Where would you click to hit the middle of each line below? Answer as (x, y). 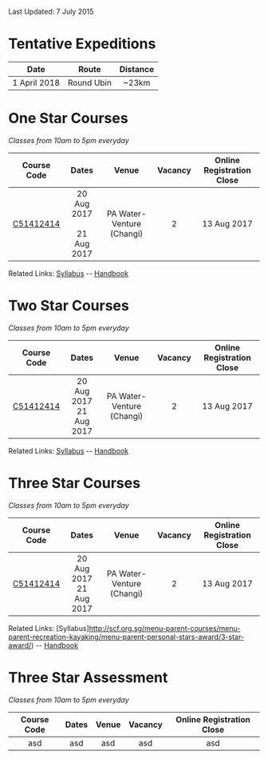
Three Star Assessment (88, 677)
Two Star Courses (69, 306)
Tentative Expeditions (82, 44)
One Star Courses (69, 118)
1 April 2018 (36, 82)
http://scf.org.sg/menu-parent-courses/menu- (165, 628)
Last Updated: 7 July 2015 (51, 12)
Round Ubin (89, 82)
